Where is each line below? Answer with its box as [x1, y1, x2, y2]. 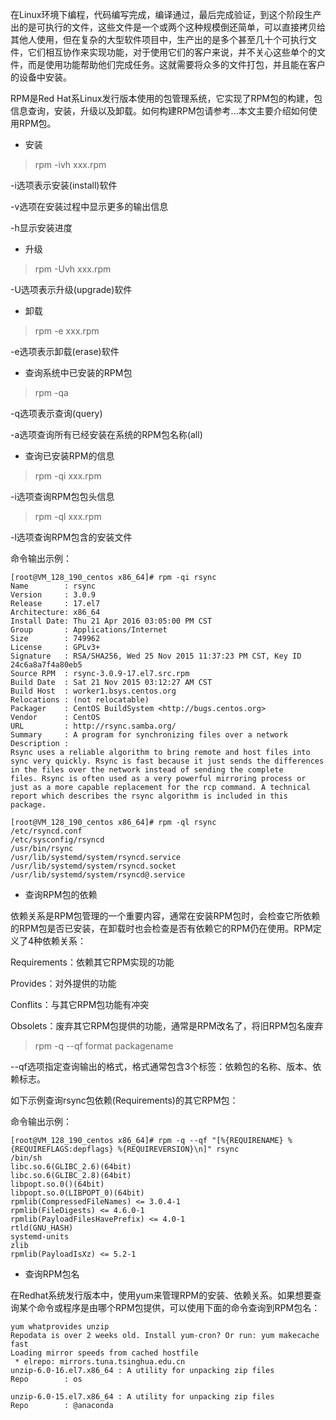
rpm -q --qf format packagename [34, 1040, 174, 1052]
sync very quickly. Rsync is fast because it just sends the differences [10, 756, 325, 766]
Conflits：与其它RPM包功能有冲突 [10, 999, 150, 1010]
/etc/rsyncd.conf [10, 826, 83, 836]
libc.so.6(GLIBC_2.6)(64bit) [10, 1162, 132, 1172]
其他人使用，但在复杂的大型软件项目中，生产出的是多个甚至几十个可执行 [10, 34, 308, 45]
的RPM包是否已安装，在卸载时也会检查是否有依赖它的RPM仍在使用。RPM [10, 923, 313, 934]
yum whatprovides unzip [10, 1322, 110, 1332]
